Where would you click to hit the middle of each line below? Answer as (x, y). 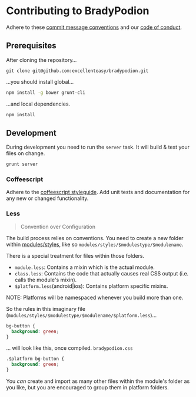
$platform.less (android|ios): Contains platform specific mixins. (91, 286)
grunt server (22, 164)
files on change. (26, 153)
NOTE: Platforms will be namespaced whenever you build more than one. (95, 297)
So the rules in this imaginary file (46, 309)
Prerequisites (31, 46)
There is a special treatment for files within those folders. (75, 255)
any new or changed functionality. (47, 198)
